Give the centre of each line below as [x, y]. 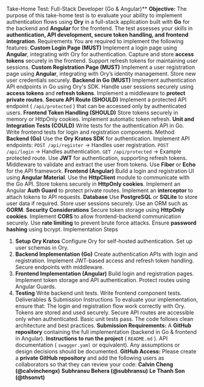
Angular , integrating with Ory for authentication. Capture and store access [100, 54]
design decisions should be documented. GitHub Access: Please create [106, 351]
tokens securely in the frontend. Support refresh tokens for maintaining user [102, 61]
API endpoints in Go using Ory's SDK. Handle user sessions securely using [100, 87]
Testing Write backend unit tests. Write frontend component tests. [98, 293]
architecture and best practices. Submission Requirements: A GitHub [103, 325]
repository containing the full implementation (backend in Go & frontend [106, 332]
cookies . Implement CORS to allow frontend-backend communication [94, 216]
